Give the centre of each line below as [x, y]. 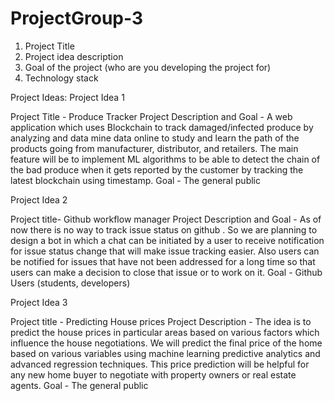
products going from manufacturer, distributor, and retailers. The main [154, 148]
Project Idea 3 [39, 302]
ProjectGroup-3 [77, 18]
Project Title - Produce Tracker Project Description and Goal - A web [151, 116]
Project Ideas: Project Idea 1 [67, 97]
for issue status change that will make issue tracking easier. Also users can [165, 251]
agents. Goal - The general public [79, 385]
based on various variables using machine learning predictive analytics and [165, 353]
